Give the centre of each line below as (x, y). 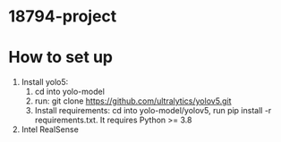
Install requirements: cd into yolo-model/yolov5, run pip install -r (153, 111)
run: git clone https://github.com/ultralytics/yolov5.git (133, 101)
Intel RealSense (50, 129)
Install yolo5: (45, 82)
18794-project (63, 17)
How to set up (61, 58)
